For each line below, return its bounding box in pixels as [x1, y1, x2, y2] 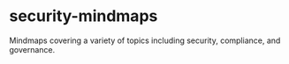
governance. [9, 44, 56, 54]
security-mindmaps [9, 6, 158, 26]
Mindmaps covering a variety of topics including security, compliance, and [9, 35, 281, 46]
